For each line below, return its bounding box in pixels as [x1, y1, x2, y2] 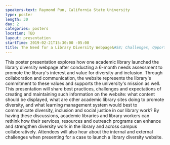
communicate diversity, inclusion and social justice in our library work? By [5, 107, 159, 113]
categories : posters [5, 26, 49, 31]
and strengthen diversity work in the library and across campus [5, 123, 138, 129]
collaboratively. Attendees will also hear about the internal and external [5, 128, 153, 134]
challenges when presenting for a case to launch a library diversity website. [5, 134, 163, 140]
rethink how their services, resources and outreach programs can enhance [5, 118, 161, 124]
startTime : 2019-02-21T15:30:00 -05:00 [5, 40, 90, 45]
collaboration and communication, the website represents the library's [5, 75, 151, 81]
